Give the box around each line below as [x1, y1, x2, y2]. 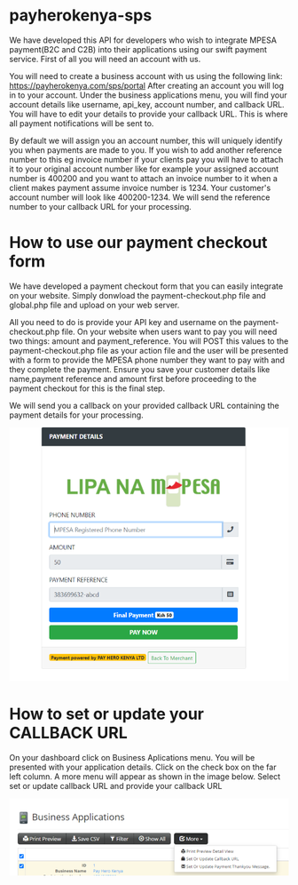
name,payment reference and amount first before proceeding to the [9, 373, 257, 384]
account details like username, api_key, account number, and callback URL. [9, 99, 286, 109]
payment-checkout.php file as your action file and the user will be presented [9, 345, 289, 355]
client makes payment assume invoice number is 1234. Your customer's [9, 182, 271, 193]
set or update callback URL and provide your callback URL [9, 780, 223, 791]
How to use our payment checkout [9, 233, 268, 253]
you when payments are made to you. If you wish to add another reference [9, 144, 282, 155]
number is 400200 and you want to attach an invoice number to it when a [9, 172, 278, 183]
